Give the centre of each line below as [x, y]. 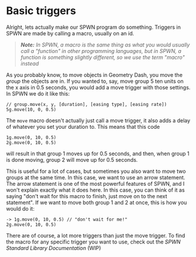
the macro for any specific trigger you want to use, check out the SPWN [93, 242]
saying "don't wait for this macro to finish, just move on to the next [87, 196]
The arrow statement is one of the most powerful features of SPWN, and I [95, 183]
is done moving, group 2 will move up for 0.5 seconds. [72, 159]
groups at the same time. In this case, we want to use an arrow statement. [96, 177]
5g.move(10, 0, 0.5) [31, 109]
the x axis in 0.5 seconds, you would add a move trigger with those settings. [98, 87]
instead [30, 64]
